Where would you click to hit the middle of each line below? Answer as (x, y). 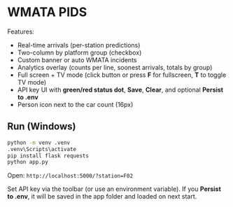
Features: (21, 31)
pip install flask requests (48, 156)
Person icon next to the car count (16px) (75, 104)
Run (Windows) (42, 127)
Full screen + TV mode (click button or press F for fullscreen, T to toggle (122, 75)
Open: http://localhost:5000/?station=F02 (70, 176)
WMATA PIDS (47, 12)
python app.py (28, 162)
